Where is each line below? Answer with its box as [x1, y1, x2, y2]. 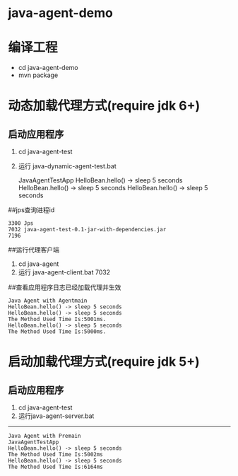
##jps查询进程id [8, 206, 55, 214]
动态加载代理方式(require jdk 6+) [8, 98, 201, 114]
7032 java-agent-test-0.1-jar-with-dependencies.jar [8, 226, 167, 233]
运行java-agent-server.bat [18, 412, 95, 420]
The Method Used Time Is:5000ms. [8, 328, 107, 335]
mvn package [18, 71, 59, 79]
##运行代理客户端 [8, 245, 59, 254]
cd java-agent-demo [18, 64, 78, 72]
